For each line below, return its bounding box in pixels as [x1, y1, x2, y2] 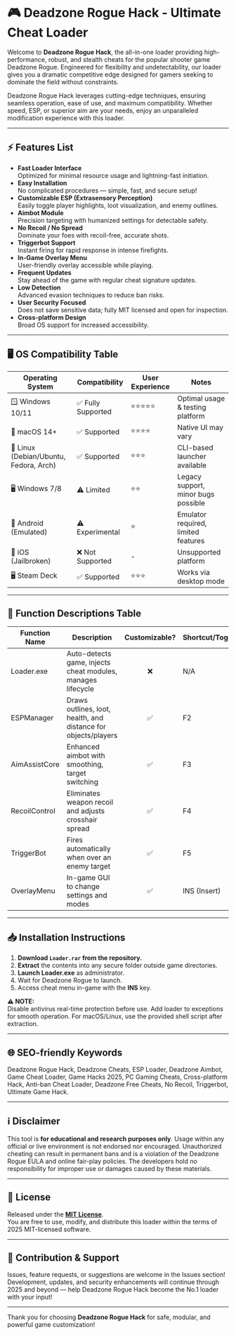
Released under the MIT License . [7, 1209, 104, 1219]
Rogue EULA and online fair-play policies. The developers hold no [7, 1157, 198, 1165]
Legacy [176, 472, 202, 481]
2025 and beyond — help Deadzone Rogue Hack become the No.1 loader [7, 1285, 219, 1294]
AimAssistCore [11, 760, 60, 770]
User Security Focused [17, 298, 86, 306]
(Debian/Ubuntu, [11, 451, 66, 461]
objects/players [66, 731, 118, 741]
